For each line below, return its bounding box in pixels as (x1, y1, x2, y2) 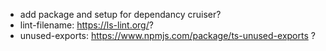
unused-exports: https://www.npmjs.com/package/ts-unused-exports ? (19, 30, 316, 41)
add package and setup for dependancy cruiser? (19, 9, 222, 20)
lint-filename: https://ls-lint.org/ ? (19, 19, 154, 31)
